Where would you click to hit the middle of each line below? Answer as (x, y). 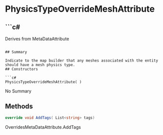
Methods (19, 106)
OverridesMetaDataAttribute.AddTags (43, 127)
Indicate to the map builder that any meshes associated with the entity (82, 61)
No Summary (18, 91)
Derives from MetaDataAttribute (37, 39)
